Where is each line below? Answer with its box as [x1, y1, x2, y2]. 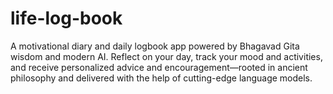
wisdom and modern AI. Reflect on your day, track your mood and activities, [10, 50, 323, 62]
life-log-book [10, 7, 123, 30]
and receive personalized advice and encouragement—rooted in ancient [10, 61, 308, 73]
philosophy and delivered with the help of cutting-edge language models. [10, 72, 313, 84]
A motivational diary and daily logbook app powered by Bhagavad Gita [10, 40, 300, 52]
